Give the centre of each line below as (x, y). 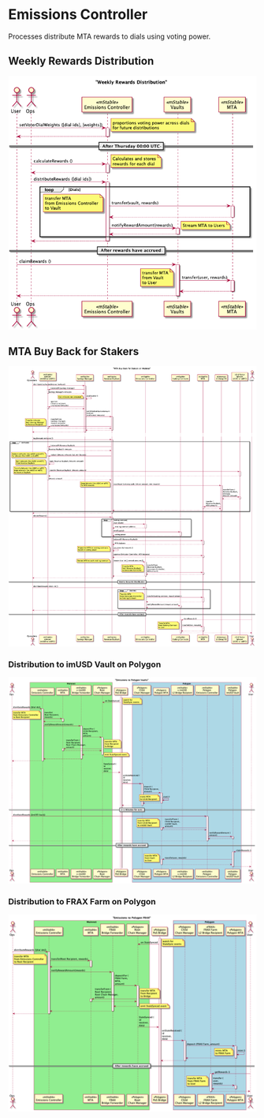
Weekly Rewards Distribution (81, 61)
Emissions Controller (78, 15)
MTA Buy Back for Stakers (74, 351)
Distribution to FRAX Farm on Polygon (82, 901)
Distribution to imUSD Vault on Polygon (85, 664)
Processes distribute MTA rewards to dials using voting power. (110, 36)
